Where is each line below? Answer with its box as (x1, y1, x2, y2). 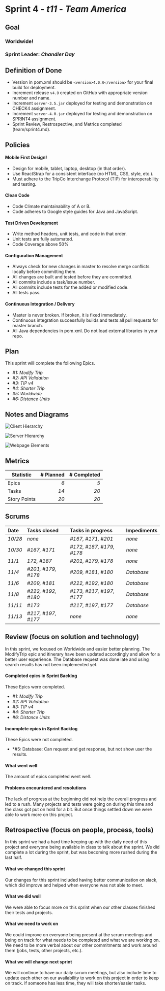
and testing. (12, 181, 37, 187)
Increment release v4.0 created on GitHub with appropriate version (12, 90, 148, 96)
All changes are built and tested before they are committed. (12, 274, 133, 280)
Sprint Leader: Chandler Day (5, 51, 75, 58)
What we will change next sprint (5, 958, 72, 964)
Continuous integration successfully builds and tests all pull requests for (12, 317, 159, 323)
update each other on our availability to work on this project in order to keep (5, 975, 159, 981)
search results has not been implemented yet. (5, 661, 98, 667)
